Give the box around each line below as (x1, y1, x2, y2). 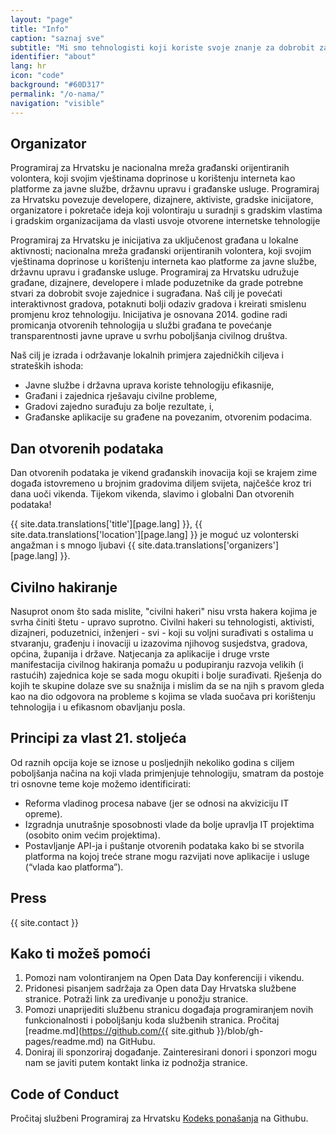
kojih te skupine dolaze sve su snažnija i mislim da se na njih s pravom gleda (10, 679, 325, 691)
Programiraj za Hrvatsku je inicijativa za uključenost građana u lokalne (10, 234, 299, 246)
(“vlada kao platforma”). (24, 861, 124, 873)
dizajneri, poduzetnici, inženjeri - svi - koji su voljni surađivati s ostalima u (10, 626, 314, 638)
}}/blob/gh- (216, 1025, 264, 1037)
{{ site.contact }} (10, 916, 79, 928)
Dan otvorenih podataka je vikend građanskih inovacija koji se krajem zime (10, 467, 318, 479)
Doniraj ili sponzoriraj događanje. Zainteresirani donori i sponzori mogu (24, 1046, 318, 1058)
